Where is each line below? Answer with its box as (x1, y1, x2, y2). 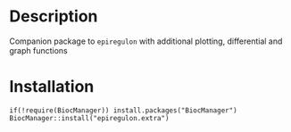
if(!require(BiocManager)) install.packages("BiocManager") (9, 105, 238, 115)
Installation (9, 77, 95, 97)
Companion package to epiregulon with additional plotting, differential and (9, 36, 283, 46)
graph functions (9, 45, 69, 55)
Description (9, 6, 98, 27)
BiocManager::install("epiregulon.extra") (9, 113, 170, 122)
